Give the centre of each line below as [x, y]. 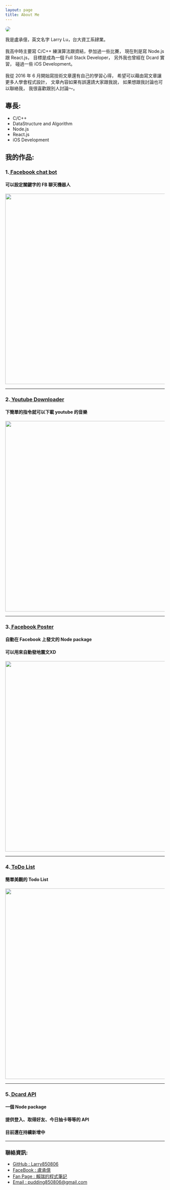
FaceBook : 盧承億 [32, 1170]
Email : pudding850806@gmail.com [50, 1182]
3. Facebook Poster [30, 627]
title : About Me [22, 15]
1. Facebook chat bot [31, 172]
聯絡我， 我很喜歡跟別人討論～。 [43, 88]
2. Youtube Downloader [35, 399]
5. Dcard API [21, 1094]
